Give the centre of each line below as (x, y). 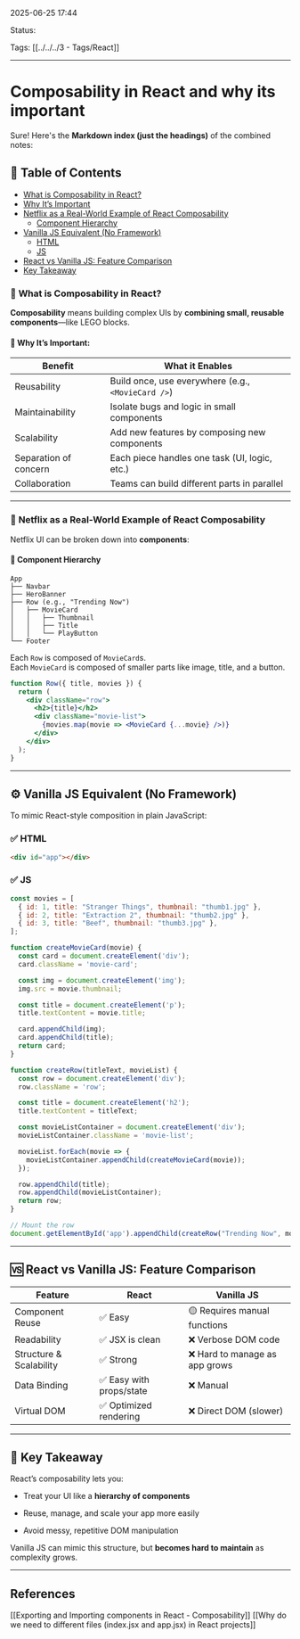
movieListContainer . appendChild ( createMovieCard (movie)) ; (136, 1160)
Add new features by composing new (188, 432)
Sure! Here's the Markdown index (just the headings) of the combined (140, 135)
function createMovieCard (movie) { (76, 948)
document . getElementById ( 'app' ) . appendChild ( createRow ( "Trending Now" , (146, 1233)
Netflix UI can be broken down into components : (100, 539)
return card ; (42, 1046)
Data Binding (41, 1385)
